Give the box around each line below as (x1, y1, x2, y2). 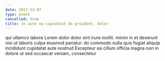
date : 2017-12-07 (5, 7, 42, 12)
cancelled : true (5, 16, 39, 21)
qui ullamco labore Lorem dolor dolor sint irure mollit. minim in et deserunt (5, 35, 158, 41)
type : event (5, 12, 30, 17)
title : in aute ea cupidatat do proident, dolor (5, 21, 109, 26)
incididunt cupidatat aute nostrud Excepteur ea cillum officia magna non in (5, 45, 159, 51)
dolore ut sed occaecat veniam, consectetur (5, 51, 97, 57)
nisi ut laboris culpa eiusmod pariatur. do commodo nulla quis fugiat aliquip (5, 40, 160, 46)
